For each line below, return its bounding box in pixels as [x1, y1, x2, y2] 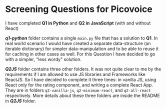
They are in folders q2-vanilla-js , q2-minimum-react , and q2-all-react [5, 87, 151, 93]
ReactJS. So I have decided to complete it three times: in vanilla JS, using [5, 76, 156, 82]
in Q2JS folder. [5, 97, 36, 103]
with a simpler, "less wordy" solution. [5, 56, 81, 62]
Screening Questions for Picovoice [5, 3, 152, 15]
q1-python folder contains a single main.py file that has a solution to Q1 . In [5, 35, 158, 41]
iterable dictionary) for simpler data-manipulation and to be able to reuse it [5, 45, 159, 51]
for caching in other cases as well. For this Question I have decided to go [5, 51, 155, 57]
